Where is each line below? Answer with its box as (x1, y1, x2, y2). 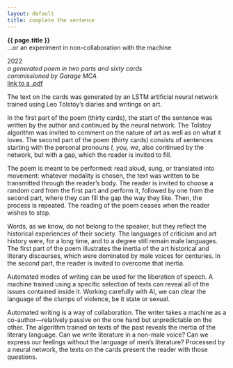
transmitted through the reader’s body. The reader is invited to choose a (7, 178, 214, 187)
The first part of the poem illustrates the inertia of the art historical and (7, 244, 210, 252)
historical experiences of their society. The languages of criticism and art (7, 229, 217, 238)
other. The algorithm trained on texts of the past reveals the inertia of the (7, 323, 216, 331)
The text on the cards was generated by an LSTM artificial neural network (7, 92, 218, 101)
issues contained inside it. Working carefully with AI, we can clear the (7, 287, 207, 296)
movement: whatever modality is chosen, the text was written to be (7, 171, 200, 180)
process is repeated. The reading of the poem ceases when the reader (7, 201, 210, 209)
